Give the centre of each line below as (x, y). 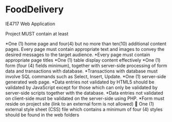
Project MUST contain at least (37, 33)
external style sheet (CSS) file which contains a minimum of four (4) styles (84, 109)
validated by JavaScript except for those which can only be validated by (82, 87)
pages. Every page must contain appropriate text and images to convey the (85, 49)
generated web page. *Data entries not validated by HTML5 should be (80, 82)
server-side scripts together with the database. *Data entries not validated (84, 93)
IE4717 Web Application (30, 24)
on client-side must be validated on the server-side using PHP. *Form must (85, 98)
